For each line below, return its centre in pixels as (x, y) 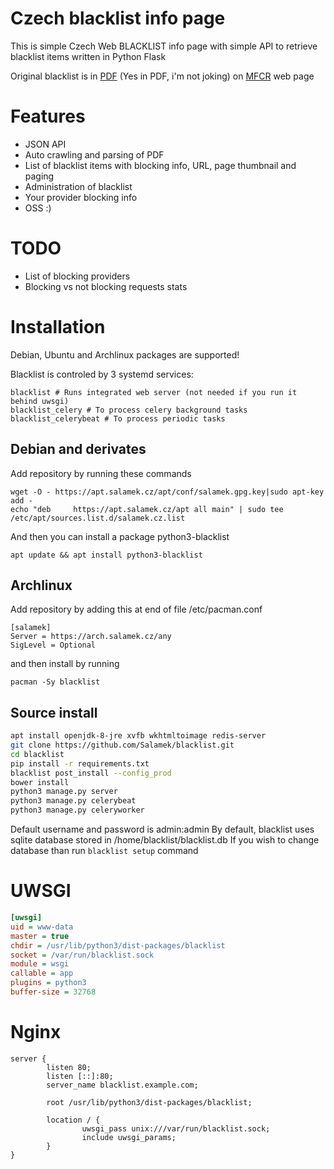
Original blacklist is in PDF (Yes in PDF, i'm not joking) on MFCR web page (162, 76)
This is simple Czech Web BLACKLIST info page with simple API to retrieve (164, 46)
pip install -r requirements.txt (80, 763)
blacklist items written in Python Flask (88, 56)
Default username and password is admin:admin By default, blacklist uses (162, 829)
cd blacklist (37, 754)
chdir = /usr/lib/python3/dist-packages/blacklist (118, 945)
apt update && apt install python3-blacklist (106, 555)
